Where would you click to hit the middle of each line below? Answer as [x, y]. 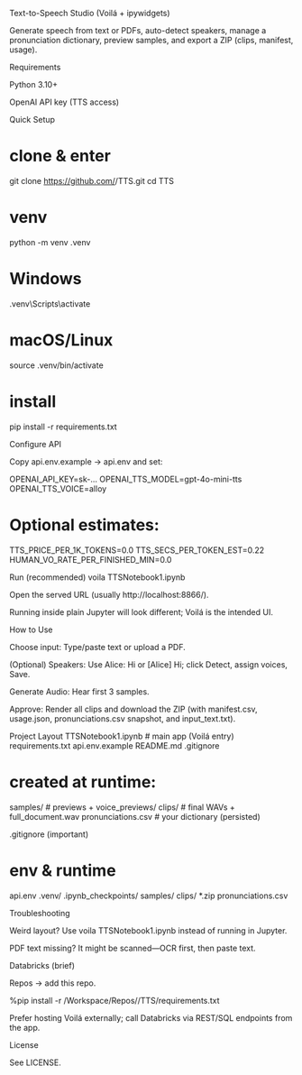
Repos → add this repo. [53, 983]
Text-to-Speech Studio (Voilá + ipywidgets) [90, 13]
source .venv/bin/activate [56, 365]
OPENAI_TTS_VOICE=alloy [58, 488]
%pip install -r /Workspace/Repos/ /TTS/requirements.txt [114, 1000]
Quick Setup [32, 119]
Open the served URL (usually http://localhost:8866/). [109, 594]
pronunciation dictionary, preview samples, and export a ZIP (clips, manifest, [151, 40]
